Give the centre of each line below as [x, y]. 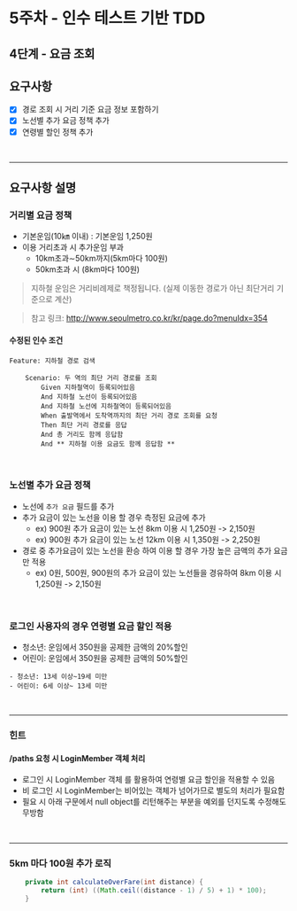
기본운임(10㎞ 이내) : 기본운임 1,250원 [87, 237]
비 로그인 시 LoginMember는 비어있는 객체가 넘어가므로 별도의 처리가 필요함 [153, 790]
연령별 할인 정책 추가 [57, 132]
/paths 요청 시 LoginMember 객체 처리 [77, 758]
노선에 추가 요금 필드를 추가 [68, 506]
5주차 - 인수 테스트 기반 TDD [107, 18]
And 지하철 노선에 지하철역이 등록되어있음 [107, 407]
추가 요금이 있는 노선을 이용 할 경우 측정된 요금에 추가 [114, 517]
